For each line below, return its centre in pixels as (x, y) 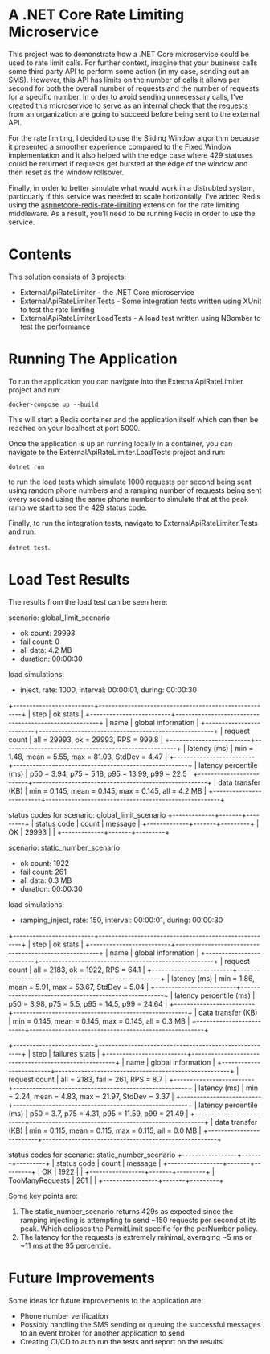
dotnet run (27, 467)
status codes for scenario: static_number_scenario (92, 1155)
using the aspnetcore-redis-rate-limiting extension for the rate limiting (124, 205)
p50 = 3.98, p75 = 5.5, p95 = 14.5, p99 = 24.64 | (88, 1003)
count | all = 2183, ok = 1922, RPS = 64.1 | (77, 970)
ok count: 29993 (47, 633)
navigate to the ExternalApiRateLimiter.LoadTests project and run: (117, 452)
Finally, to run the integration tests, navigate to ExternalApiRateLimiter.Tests (133, 523)
